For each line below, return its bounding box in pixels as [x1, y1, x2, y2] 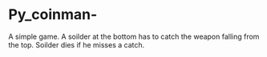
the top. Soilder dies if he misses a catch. [8, 40, 145, 49]
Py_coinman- [8, 6, 98, 24]
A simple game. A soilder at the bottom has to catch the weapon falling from [8, 32, 260, 41]
